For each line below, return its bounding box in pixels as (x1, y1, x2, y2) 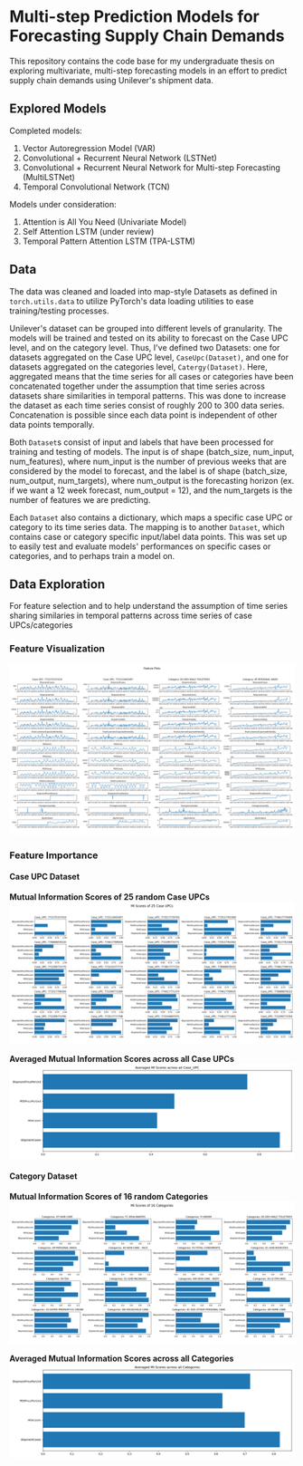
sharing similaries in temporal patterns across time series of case (9, 610, 253, 622)
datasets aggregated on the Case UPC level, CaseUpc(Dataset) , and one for (9, 352, 289, 362)
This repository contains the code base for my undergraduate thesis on (9, 55, 275, 66)
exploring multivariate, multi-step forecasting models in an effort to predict (9, 65, 288, 76)
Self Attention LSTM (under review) (22, 226, 155, 236)
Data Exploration (9, 576, 106, 592)
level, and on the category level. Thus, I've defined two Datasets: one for (9, 342, 280, 352)
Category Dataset (9, 1171, 78, 1181)
